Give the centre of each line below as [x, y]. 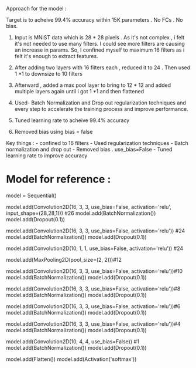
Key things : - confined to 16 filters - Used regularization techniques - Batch [97, 143]
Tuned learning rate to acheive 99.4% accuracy [72, 120]
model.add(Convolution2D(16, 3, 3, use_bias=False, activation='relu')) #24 [96, 231]
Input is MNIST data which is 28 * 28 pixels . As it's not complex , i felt [99, 37]
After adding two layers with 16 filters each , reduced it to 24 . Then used [102, 67]
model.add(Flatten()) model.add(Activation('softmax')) [71, 359]
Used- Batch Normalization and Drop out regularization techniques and [100, 103]
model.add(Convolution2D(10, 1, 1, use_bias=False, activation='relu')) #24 [95, 248]
